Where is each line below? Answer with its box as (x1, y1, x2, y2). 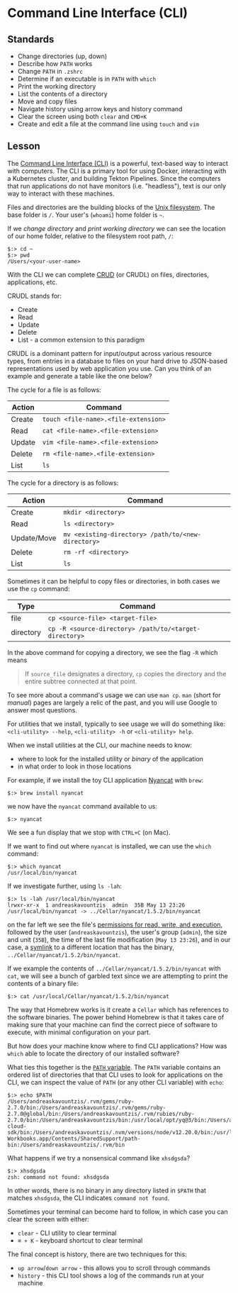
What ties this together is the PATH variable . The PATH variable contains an (7, 1063, 221, 1071)
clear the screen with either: (7, 1214, 90, 1224)
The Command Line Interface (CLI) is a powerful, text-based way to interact (7, 159, 229, 167)
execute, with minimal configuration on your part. (7, 1028, 151, 1036)
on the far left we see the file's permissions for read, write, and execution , (7, 920, 223, 929)
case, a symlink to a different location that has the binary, (7, 943, 175, 951)
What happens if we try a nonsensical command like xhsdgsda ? (7, 1153, 191, 1162)
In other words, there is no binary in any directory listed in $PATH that (7, 1186, 207, 1194)
